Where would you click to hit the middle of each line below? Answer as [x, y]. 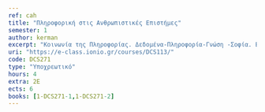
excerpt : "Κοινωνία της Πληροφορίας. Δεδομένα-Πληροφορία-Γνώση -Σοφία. [130, 45]
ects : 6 [21, 89]
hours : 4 [22, 74]
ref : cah [22, 15]
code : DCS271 [30, 60]
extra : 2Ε [24, 81]
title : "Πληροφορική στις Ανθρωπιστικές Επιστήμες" [95, 23]
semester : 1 [28, 30]
